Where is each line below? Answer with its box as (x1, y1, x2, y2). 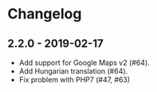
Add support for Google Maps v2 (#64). (18, 58, 151, 67)
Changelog (7, 5, 82, 23)
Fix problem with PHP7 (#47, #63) (18, 75, 131, 84)
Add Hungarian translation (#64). (18, 66, 128, 76)
